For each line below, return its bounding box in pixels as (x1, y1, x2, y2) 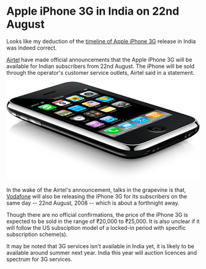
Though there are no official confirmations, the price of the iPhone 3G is (6, 211, 188, 218)
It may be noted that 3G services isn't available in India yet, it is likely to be (6, 242, 194, 249)
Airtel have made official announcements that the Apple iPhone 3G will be (6, 56, 193, 63)
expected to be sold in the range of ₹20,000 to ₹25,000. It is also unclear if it (6, 218, 200, 225)
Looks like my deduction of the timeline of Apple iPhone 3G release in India (6, 37, 196, 45)
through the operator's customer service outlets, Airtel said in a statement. (6, 69, 195, 76)
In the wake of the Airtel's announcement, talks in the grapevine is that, (6, 186, 186, 194)
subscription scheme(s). (6, 230, 68, 238)
